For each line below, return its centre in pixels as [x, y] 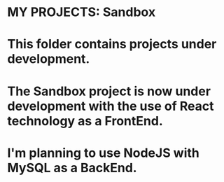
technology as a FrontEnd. [85, 121]
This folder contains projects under [112, 44]
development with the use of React [111, 106]
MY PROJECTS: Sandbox [82, 12]
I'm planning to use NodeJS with [103, 153]
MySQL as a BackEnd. [72, 168]
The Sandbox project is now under [109, 91]
